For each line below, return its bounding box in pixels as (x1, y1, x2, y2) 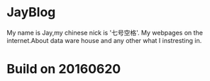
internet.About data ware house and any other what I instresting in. (6, 36, 202, 44)
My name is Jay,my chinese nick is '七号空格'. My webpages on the (6, 28, 204, 37)
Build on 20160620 (6, 61, 121, 77)
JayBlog (6, 4, 56, 20)
